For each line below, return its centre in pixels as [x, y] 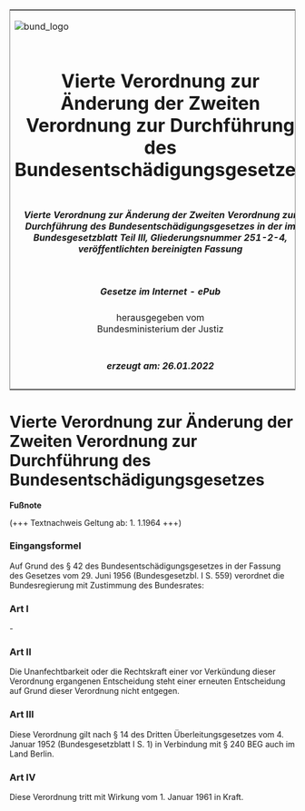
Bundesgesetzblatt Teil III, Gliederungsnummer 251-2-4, [160, 237]
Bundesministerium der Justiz [160, 329]
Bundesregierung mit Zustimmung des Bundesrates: [107, 585]
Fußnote [26, 505]
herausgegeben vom [161, 318]
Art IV [23, 777]
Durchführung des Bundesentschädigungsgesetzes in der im [161, 226]
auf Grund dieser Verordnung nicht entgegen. [94, 691]
